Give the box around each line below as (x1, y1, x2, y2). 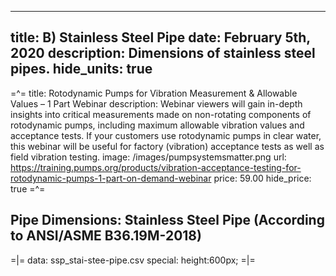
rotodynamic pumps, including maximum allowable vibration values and (10, 119, 305, 131)
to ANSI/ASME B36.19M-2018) (10, 227, 202, 245)
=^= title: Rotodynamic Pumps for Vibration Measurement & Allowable (10, 87, 298, 99)
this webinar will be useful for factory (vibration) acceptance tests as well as (10, 140, 325, 152)
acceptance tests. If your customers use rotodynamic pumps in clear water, (10, 129, 322, 141)
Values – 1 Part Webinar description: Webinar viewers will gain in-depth (10, 97, 303, 110)
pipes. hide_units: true (10, 61, 153, 78)
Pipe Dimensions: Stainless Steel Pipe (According (10, 212, 325, 229)
